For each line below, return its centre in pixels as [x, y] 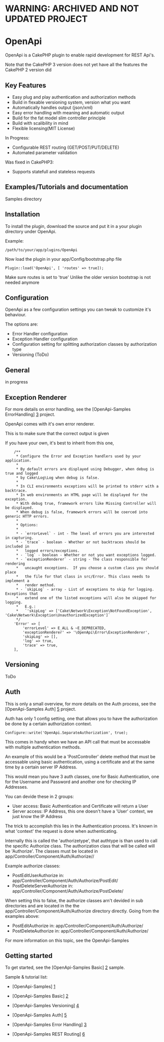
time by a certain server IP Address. [41, 767]
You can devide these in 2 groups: [40, 796]
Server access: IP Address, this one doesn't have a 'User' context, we [82, 811]
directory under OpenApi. [31, 231]
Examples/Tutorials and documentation [67, 187]
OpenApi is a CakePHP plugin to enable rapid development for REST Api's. [80, 55]
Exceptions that [22, 594]
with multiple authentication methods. [43, 747]
